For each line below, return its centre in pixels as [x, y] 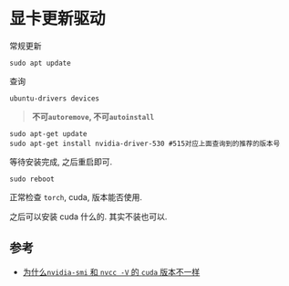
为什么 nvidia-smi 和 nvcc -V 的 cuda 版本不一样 [111, 271]
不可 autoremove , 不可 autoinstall [93, 116]
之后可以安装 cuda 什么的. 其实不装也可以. [88, 217]
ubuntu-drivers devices [55, 98]
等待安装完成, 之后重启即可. [61, 162]
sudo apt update [40, 63]
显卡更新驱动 [58, 19]
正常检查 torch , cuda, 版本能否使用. [76, 196]
